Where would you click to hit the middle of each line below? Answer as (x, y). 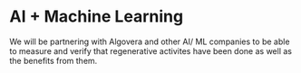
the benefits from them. (53, 60)
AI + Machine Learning (97, 17)
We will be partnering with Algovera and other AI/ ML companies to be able (150, 41)
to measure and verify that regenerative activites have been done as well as (151, 50)
